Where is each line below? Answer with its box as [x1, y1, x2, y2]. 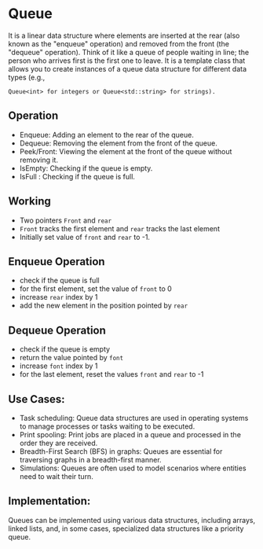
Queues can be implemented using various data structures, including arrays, [8, 515, 256, 525]
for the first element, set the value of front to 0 [19, 284, 173, 293]
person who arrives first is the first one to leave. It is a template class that [8, 56, 246, 65]
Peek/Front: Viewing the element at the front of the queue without [19, 146, 232, 156]
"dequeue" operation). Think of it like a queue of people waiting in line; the [8, 47, 250, 57]
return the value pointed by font [19, 353, 124, 363]
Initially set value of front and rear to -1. [19, 232, 151, 241]
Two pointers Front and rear [19, 216, 112, 225]
